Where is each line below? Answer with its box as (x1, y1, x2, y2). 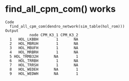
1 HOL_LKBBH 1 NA (9, 37, 79, 42)
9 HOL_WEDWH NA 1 (9, 71, 79, 76)
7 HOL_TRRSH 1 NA (9, 62, 79, 67)
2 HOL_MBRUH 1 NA (9, 41, 79, 46)
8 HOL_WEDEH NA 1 (9, 67, 79, 72)
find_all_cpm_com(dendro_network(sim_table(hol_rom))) (9, 24, 125, 29)
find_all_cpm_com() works (5, 3, 116, 15)
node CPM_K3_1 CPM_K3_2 (29, 32, 79, 37)
